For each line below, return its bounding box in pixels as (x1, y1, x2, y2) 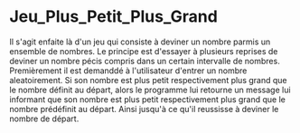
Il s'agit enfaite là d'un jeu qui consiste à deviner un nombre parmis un (9, 36, 271, 47)
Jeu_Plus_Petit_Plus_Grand (9, 6, 219, 27)
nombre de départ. (9, 113, 80, 124)
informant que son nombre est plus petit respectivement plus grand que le (9, 93, 286, 105)
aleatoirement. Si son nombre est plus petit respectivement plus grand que (9, 74, 287, 85)
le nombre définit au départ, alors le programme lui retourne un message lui (9, 84, 291, 95)
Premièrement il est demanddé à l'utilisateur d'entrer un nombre (9, 65, 248, 76)
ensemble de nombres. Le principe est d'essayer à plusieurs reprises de (9, 45, 278, 56)
